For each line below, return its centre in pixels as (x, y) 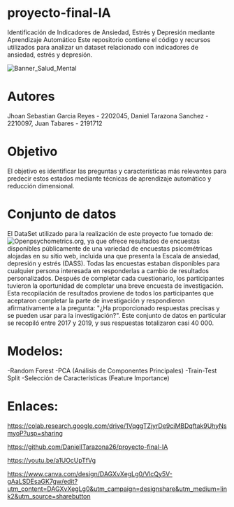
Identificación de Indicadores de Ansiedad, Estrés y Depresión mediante (111, 32)
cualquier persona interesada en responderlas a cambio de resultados (108, 270)
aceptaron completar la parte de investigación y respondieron (96, 300)
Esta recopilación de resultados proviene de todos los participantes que (111, 293)
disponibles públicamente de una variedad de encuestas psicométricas (110, 248)
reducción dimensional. (41, 186)
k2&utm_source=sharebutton (49, 496)
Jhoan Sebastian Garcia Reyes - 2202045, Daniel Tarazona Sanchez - (108, 116)
